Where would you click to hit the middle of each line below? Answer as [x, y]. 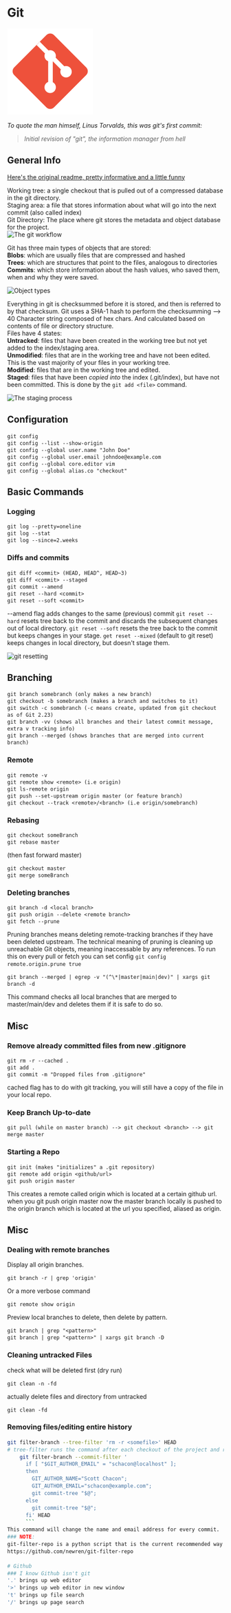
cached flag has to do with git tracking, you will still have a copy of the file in [115, 1087]
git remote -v [27, 775]
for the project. [28, 227]
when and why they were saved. [53, 277]
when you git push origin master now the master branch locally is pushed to [114, 1201]
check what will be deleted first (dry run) [65, 1370]
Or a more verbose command [49, 1291]
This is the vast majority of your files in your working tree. [89, 362]
